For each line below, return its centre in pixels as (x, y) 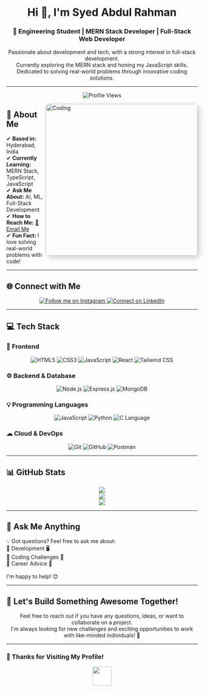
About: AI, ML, (25, 197)
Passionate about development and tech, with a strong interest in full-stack (102, 52)
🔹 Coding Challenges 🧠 (35, 557)
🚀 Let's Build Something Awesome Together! (92, 601)
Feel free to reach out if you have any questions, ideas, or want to (102, 616)
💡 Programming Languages (47, 405)
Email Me (18, 229)
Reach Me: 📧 (23, 223)
